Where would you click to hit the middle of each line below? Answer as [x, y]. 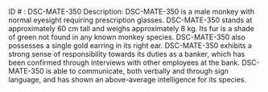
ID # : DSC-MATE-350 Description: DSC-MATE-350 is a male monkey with [132, 12]
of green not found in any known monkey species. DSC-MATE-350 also [127, 37]
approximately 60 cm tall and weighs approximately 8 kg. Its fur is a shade [132, 28]
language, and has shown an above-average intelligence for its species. [128, 80]
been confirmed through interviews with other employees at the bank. [124, 62]
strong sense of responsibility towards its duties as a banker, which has [127, 54]
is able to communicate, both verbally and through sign [137, 71]
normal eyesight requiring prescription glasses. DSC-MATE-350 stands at [130, 20]
